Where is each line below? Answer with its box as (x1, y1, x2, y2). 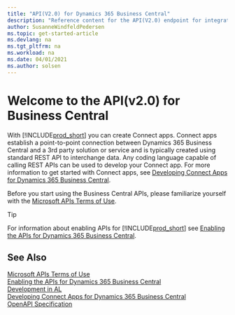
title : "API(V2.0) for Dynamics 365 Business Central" (7, 10, 171, 18)
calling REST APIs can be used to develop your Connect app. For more (7, 161, 211, 169)
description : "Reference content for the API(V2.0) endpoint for (7, 17, 201, 24)
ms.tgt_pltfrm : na (7, 43, 61, 50)
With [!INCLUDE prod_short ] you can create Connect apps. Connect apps (7, 130, 218, 139)
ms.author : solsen (7, 62, 61, 69)
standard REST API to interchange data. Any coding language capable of (7, 153, 217, 161)
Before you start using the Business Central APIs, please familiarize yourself (7, 189, 227, 197)
